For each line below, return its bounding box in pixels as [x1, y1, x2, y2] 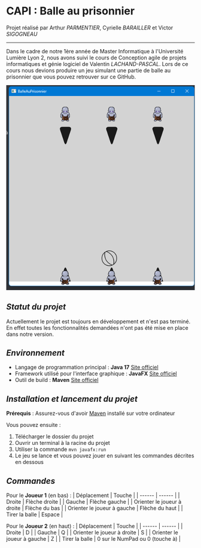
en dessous [14, 459, 44, 466]
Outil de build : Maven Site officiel [14, 377, 99, 384]
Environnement [6, 348, 65, 358]
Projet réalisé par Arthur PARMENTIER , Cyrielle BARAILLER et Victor [6, 24, 173, 31]
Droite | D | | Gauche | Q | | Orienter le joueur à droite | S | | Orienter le [6, 529, 178, 536]
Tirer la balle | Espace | [6, 511, 63, 518]
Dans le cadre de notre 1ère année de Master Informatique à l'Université [6, 47, 184, 55]
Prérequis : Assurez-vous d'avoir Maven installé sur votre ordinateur [6, 410, 175, 417]
